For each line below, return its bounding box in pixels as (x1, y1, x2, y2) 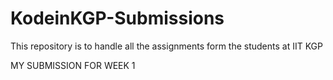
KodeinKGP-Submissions (10, 7, 225, 30)
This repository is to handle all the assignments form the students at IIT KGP (10, 40, 324, 52)
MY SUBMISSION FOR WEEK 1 (10, 59, 136, 71)
